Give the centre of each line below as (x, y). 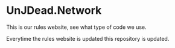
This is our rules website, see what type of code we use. (76, 27)
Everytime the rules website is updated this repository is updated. (88, 38)
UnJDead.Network (54, 10)
